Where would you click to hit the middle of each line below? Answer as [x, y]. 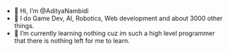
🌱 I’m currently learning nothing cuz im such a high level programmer [114, 33]
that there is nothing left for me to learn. [72, 41]
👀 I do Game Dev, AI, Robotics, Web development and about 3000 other [118, 18]
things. [24, 26]
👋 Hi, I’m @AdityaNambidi [52, 11]
